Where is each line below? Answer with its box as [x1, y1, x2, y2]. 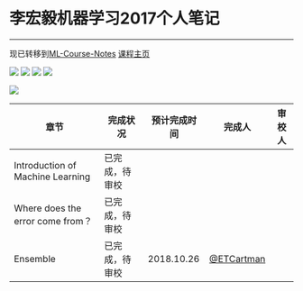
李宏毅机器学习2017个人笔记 [9, 8, 220, 29]
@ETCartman [208, 252, 266, 265]
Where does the [14, 202, 82, 214]
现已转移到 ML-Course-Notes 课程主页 [9, 48, 151, 59]
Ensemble [14, 252, 56, 265]
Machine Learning [14, 170, 91, 183]
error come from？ [14, 214, 93, 227]
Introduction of [14, 159, 77, 171]
